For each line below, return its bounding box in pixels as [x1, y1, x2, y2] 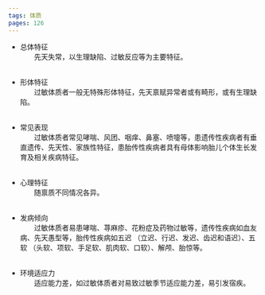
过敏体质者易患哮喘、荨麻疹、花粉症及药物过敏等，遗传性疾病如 [33, 223, 244, 232]
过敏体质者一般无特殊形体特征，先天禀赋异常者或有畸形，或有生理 [33, 87, 251, 96]
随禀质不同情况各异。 [33, 188, 104, 197]
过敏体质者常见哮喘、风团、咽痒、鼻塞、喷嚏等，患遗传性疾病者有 [33, 132, 251, 142]
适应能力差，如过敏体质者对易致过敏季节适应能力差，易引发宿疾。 [33, 278, 251, 287]
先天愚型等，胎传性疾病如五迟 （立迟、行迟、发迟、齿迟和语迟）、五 [33, 232, 256, 243]
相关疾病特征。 [33, 152, 84, 161]
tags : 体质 [8, 11, 42, 20]
